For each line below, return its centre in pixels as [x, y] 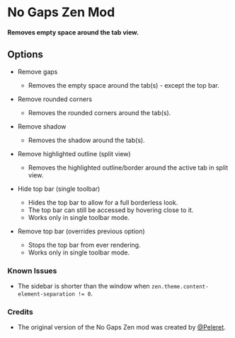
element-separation [46, 294]
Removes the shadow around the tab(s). [86, 140]
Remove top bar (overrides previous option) [81, 231]
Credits [20, 312]
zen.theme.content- [180, 286]
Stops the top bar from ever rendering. [84, 245]
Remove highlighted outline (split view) [74, 153]
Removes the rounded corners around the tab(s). [99, 112]
